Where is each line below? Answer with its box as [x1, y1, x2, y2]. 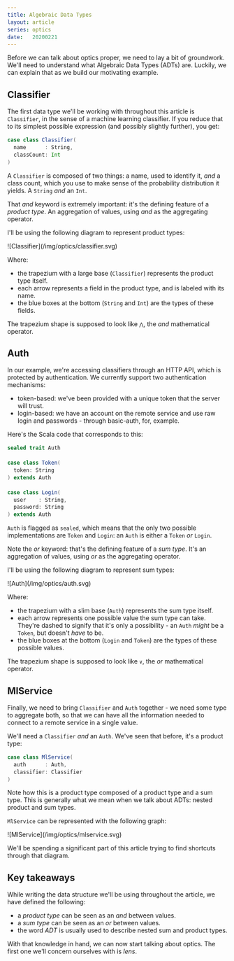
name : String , [13, 143, 73, 150]
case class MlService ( [7, 753, 73, 761]
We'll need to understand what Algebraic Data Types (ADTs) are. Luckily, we [7, 61, 227, 69]
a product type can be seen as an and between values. [17, 911, 176, 920]
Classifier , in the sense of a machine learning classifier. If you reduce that [7, 115, 224, 123]
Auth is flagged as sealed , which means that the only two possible [7, 524, 197, 532]
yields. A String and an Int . [7, 186, 87, 195]
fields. [17, 306, 36, 314]
